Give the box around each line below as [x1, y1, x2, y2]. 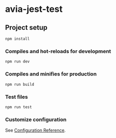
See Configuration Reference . [5, 128, 66, 134]
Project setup [5, 23, 48, 32]
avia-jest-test [5, 3, 63, 15]
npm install [5, 36, 30, 41]
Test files [5, 93, 28, 100]
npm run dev [5, 59, 30, 64]
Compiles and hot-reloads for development [5, 48, 112, 55]
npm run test [5, 104, 32, 110]
